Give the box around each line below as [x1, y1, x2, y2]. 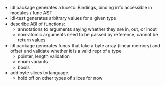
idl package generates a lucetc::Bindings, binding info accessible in [10, 5, 152, 10]
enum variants [17, 59, 48, 64]
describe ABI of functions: [10, 20, 65, 27]
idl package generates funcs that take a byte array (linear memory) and [10, 42, 160, 48]
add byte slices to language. [10, 70, 70, 76]
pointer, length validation [17, 53, 70, 59]
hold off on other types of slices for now [17, 75, 103, 81]
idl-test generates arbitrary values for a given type [10, 15, 116, 21]
